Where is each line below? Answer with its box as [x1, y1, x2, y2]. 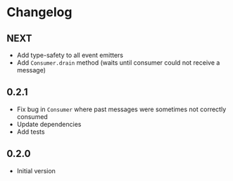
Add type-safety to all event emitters [16, 51, 124, 59]
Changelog [6, 4, 73, 20]
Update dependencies [16, 120, 82, 128]
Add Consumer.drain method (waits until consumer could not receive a [16, 58, 220, 67]
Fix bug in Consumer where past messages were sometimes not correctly [16, 105, 227, 113]
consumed [16, 112, 49, 120]
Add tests [16, 127, 45, 136]
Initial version [16, 166, 56, 175]
